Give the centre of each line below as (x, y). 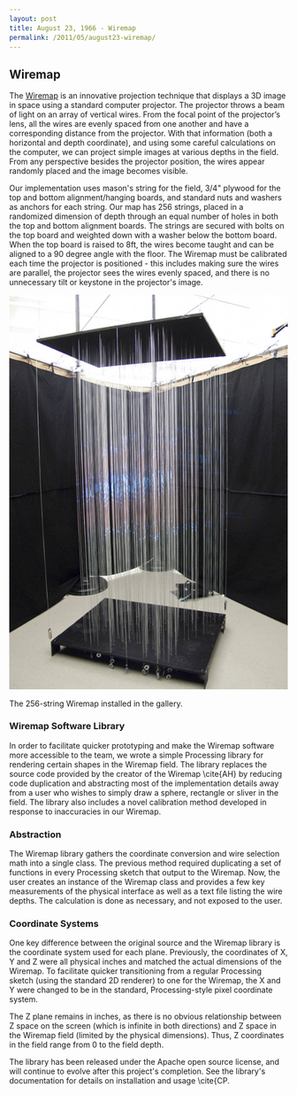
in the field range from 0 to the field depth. (87, 1045)
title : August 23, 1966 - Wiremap (73, 28)
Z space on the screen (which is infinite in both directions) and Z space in (143, 1026)
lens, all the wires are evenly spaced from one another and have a (129, 124)
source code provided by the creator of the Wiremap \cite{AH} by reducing (146, 773)
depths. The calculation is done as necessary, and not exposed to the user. (146, 901)
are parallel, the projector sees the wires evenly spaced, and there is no (139, 273)
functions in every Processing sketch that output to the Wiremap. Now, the (145, 873)
